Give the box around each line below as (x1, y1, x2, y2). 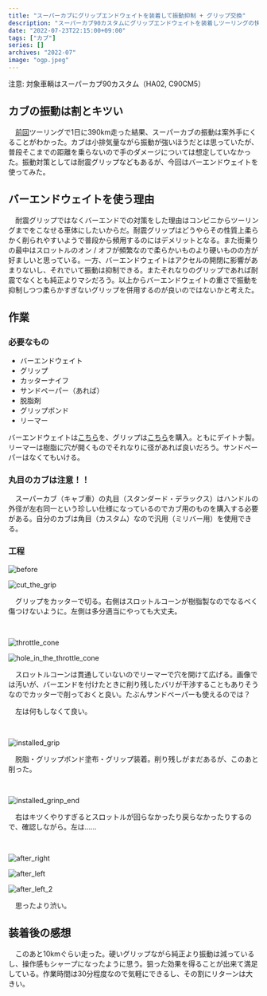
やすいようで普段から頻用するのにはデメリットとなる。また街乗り (42, 235, 259, 245)
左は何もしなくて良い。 (14, 706, 92, 716)
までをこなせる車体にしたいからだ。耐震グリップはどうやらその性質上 (14, 225, 245, 235)
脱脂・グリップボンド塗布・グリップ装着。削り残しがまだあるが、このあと (14, 754, 259, 763)
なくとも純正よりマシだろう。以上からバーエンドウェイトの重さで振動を (21, 275, 258, 284)
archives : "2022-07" (8, 49, 77, 57)
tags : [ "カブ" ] (8, 33, 56, 42)
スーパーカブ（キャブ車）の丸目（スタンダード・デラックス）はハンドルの (14, 494, 259, 504)
